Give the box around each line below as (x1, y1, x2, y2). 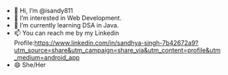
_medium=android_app (13, 54, 80, 61)
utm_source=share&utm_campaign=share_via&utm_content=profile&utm (13, 46, 221, 54)
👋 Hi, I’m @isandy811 (13, 7, 73, 14)
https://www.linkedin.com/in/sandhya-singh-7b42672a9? (34, 39, 199, 47)
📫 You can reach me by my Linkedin (13, 29, 120, 37)
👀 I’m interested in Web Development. (13, 14, 122, 22)
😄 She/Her (13, 61, 47, 69)
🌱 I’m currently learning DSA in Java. (13, 21, 120, 29)
